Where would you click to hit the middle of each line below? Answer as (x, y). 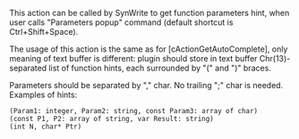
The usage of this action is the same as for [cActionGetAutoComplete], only (149, 49)
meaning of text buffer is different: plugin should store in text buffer (133, 58)
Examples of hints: (43, 94)
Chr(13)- (275, 58)
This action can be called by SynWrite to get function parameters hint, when (149, 13)
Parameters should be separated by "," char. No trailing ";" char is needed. (146, 85)
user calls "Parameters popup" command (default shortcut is (121, 22)
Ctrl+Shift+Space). (44, 32)
